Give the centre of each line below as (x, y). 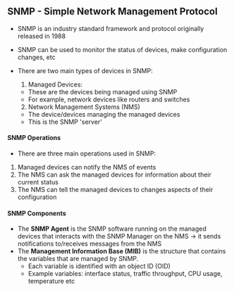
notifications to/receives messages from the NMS (90, 244)
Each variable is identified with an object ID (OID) (99, 266)
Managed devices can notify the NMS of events (87, 167)
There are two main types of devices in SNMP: (85, 70)
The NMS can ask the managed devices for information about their (114, 174)
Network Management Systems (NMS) (84, 107)
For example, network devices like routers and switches (109, 99)
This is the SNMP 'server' (65, 122)
